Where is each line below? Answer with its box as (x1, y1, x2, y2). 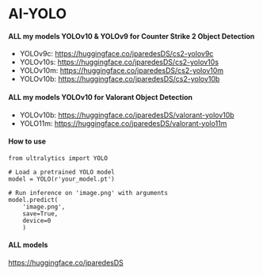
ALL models (8, 240, 48, 250)
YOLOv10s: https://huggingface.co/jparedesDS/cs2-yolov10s (19, 57, 219, 67)
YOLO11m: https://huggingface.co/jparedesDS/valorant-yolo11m (19, 118, 227, 128)
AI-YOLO (8, 5, 67, 23)
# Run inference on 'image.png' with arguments (8, 189, 169, 197)
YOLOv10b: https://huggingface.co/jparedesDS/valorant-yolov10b (19, 110, 235, 120)
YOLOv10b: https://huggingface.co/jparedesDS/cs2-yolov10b (19, 74, 220, 84)
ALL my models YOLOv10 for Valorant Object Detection (8, 92, 192, 101)
